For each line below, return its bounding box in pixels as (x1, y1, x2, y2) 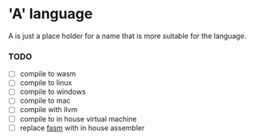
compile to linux (19, 78, 72, 87)
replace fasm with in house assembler (19, 122, 145, 132)
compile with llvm (19, 105, 78, 115)
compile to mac (19, 96, 71, 106)
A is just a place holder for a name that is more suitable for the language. (8, 31, 247, 41)
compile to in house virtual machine (19, 114, 137, 123)
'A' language (8, 5, 93, 23)
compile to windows (19, 87, 86, 96)
